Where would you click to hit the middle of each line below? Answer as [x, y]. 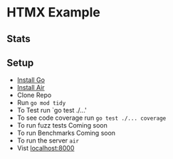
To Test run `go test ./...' [52, 111]
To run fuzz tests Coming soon [62, 125]
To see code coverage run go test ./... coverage [91, 118]
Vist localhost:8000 [46, 148]
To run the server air [48, 140]
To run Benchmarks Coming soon [66, 133]
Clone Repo [34, 95]
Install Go [31, 80]
